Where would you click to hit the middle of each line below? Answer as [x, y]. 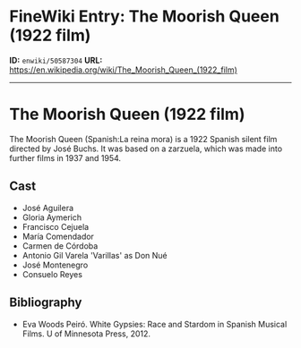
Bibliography [46, 303]
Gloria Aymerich [52, 217]
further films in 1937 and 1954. [65, 157]
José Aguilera [48, 208]
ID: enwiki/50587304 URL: [56, 60]
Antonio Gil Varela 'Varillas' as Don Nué [95, 255]
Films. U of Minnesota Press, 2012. [86, 334]
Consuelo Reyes [52, 274]
